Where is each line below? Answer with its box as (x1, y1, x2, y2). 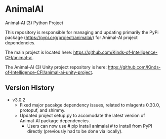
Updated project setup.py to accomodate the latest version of (19, 112, 145, 118)
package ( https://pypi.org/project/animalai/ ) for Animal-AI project (5, 35, 138, 40)
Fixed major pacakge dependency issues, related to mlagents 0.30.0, (19, 102, 161, 108)
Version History (5, 84, 54, 92)
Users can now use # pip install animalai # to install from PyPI (27, 123, 152, 129)
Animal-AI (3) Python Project (5, 20, 63, 26)
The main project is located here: (5, 49, 73, 55)
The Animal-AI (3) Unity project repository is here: (5, 64, 107, 70)
